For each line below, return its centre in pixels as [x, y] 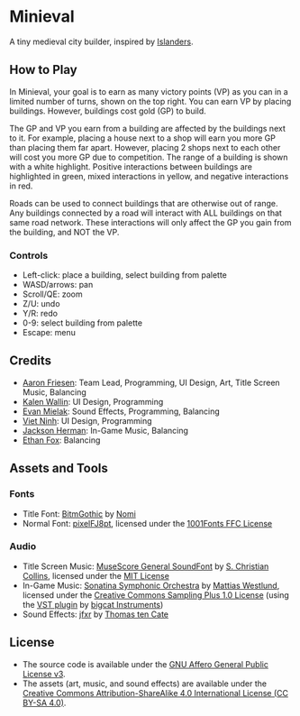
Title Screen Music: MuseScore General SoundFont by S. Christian [145, 566]
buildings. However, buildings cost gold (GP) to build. [108, 111]
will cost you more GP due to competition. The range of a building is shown [149, 157]
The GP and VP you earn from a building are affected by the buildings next [147, 128]
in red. [21, 186]
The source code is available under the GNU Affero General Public [145, 664]
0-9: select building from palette [82, 323]
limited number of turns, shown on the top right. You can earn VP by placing [150, 101]
